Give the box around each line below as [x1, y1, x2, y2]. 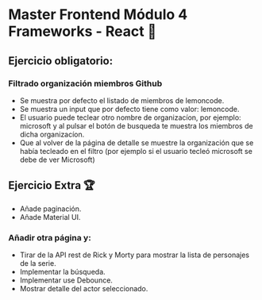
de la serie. [19, 258, 57, 267]
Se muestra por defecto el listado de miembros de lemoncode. [19, 95, 225, 105]
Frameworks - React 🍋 [8, 22, 157, 40]
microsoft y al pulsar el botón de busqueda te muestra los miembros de [19, 121, 253, 130]
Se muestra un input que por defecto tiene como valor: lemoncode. [19, 104, 240, 113]
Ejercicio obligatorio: [8, 54, 114, 67]
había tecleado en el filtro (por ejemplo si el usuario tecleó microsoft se [19, 146, 252, 156]
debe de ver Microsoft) [19, 155, 95, 164]
